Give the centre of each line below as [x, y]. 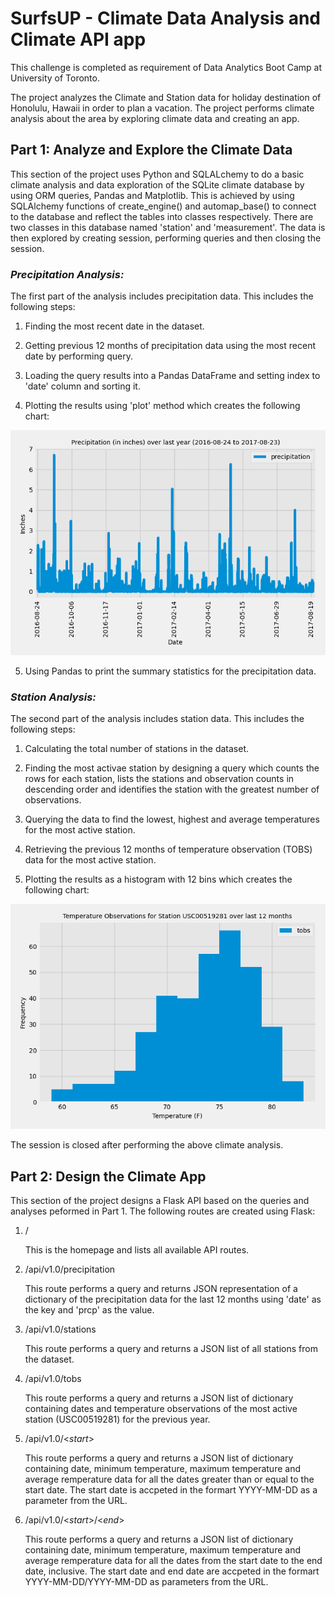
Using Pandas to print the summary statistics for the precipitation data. [170, 671]
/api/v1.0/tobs [53, 1379]
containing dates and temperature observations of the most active [161, 1409]
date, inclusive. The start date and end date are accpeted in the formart [172, 1571]
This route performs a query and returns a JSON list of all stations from [171, 1349]
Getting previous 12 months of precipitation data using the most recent [170, 346]
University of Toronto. [55, 78]
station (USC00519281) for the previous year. [117, 1419]
